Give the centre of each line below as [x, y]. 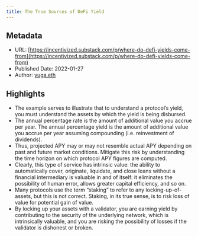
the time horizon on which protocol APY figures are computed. [91, 158]
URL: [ [22, 50]
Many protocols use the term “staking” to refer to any [79, 190]
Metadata [24, 36]
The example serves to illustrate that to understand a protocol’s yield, [99, 108]
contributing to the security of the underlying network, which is [92, 215]
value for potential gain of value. [54, 203]
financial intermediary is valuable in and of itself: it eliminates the [93, 177]
